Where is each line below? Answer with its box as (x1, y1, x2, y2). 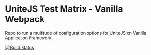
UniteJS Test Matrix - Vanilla (5, 3, 123, 15)
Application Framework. (5, 35, 53, 41)
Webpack (5, 14, 45, 25)
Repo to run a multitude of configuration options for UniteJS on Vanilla (5, 30, 147, 36)
